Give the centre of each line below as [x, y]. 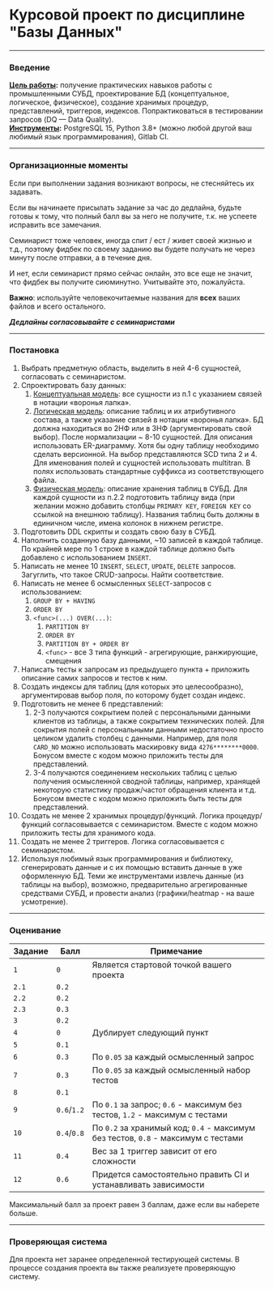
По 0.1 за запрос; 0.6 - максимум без [167, 1105]
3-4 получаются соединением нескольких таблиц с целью [135, 772]
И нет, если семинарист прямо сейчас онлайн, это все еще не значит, [131, 273]
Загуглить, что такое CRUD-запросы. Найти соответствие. [122, 574]
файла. [45, 480]
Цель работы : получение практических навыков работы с [111, 85]
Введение [30, 67]
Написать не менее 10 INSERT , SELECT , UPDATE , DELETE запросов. [128, 566]
